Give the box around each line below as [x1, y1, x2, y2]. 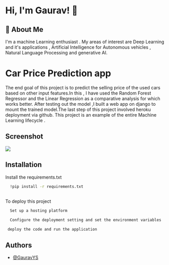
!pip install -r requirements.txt [10, 184, 83, 189]
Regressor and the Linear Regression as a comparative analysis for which [5, 95, 160, 102]
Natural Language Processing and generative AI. [5, 50, 108, 55]
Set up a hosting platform [10, 208, 68, 213]
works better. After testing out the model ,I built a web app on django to [5, 101, 156, 107]
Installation [5, 160, 42, 169]
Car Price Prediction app [5, 68, 111, 79]
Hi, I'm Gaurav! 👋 [5, 5, 78, 16]
